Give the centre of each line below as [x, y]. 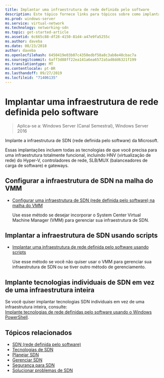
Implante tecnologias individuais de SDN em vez [80, 282]
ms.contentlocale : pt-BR [30, 69]
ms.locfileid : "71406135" [31, 78]
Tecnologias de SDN [33, 349]
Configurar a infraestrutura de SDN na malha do [79, 181]
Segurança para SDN [33, 365]
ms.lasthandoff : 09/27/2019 [34, 73]
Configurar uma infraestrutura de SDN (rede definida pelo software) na [83, 200]
